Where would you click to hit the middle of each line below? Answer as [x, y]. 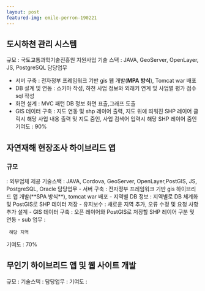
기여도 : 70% [22, 244]
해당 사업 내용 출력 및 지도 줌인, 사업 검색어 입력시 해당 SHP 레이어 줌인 [112, 119]
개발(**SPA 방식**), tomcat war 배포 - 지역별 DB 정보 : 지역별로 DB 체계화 [109, 196]
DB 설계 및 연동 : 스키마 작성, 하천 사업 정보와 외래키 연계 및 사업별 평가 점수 [106, 88]
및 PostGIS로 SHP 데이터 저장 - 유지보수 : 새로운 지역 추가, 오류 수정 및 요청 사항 [102, 204]
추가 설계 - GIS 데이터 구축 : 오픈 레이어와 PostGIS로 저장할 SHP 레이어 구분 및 [100, 212]
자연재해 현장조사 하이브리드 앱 [61, 148]
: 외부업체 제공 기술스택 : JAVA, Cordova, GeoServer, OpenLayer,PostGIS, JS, [102, 181]
